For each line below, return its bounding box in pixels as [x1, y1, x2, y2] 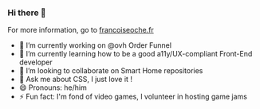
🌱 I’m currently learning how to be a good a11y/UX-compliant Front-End [18, 49, 253, 59]
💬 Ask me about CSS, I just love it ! [18, 75, 133, 84]
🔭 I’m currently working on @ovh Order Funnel [18, 41, 172, 50]
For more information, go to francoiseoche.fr [7, 25, 155, 35]
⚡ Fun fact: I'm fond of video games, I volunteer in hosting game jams [18, 91, 248, 102]
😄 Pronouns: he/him [18, 83, 87, 92]
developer [18, 57, 53, 67]
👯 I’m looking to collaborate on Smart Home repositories [18, 66, 203, 76]
